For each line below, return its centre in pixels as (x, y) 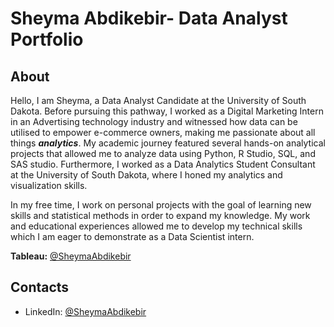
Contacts (40, 287)
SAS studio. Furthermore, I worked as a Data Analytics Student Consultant (163, 164)
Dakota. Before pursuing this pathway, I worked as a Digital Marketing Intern (167, 111)
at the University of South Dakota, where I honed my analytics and (146, 175)
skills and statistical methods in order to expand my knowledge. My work (160, 215)
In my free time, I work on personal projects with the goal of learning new (161, 205)
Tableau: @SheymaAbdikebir (71, 256)
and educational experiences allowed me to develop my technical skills (156, 226)
